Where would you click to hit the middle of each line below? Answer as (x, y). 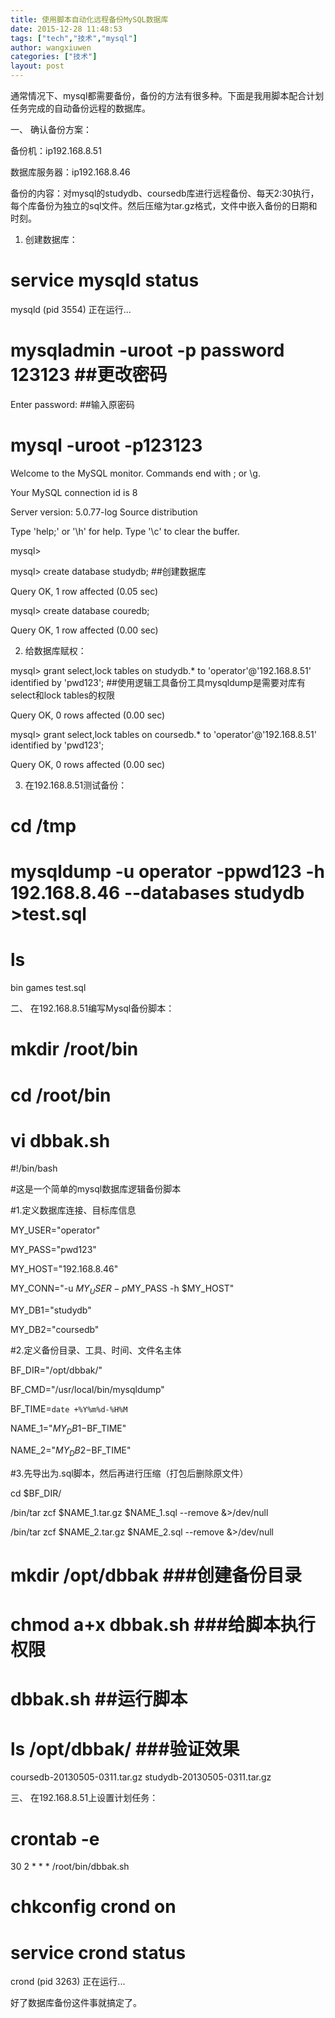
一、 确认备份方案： (51, 129)
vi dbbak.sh (60, 1140)
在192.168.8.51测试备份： (76, 785)
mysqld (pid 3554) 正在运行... (71, 309)
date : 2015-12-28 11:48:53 (66, 29)
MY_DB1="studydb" (51, 1310)
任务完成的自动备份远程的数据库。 (80, 108)
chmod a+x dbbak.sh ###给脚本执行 (163, 1625)
